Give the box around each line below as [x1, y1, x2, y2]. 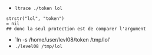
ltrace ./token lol [14, 5, 63, 11]
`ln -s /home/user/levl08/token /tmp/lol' [14, 36, 111, 43]
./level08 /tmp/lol [14, 43, 63, 49]
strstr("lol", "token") [6, 16, 65, 22]
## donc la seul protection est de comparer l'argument [6, 26, 146, 32]
